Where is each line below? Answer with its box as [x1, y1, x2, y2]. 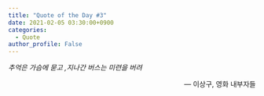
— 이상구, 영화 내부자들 [184, 80, 256, 89]
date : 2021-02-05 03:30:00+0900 [8, 19, 114, 27]
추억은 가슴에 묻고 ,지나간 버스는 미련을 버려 [8, 63, 143, 73]
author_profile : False [8, 41, 82, 48]
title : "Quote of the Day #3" [8, 11, 108, 20]
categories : [8, 26, 47, 34]
